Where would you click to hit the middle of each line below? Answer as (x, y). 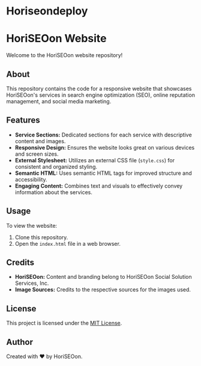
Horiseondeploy (47, 11)
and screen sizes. (37, 154)
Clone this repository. (41, 237)
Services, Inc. (32, 283)
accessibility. (31, 179)
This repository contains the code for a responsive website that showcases (99, 88)
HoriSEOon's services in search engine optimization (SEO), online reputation (100, 95)
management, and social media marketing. (59, 101)
